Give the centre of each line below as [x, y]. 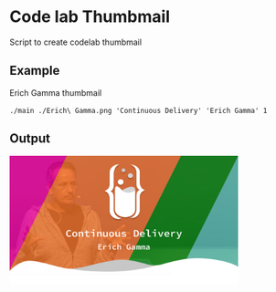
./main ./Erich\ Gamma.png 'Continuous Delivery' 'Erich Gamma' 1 [138, 110]
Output [30, 139]
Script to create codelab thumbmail [76, 42]
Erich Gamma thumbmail [56, 92]
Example [35, 71]
